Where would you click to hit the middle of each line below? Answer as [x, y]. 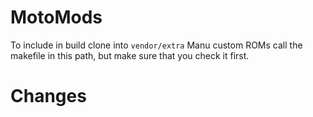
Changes [48, 96]
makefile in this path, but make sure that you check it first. [130, 55]
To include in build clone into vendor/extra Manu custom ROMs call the [156, 45]
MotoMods [56, 17]
